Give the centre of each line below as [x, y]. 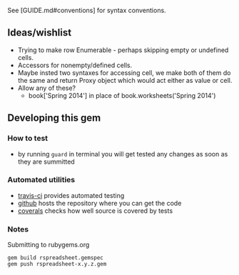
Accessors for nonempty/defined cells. [75, 65]
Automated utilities [41, 180]
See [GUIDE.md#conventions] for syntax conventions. [87, 10]
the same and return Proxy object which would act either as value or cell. [125, 80]
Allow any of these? [47, 88]
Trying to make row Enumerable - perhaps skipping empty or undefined [123, 50]
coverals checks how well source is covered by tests [95, 211]
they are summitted [46, 161]
